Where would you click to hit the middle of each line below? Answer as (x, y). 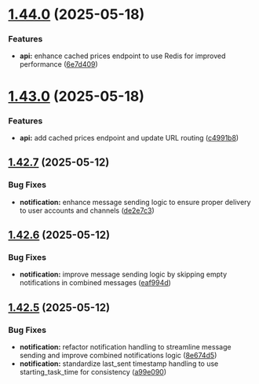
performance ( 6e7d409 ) (58, 64)
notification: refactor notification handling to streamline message (125, 347)
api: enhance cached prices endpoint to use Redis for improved (122, 56)
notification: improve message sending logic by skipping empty (123, 274)
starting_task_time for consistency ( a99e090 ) (93, 372)
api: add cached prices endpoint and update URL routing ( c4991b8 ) (129, 137)
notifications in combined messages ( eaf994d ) (95, 283)
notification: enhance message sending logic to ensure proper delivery (135, 202)
